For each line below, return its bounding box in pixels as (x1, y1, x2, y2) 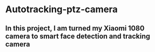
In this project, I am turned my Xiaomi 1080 (5, 24, 145, 33)
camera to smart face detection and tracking (5, 32, 150, 40)
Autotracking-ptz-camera (5, 4, 118, 15)
